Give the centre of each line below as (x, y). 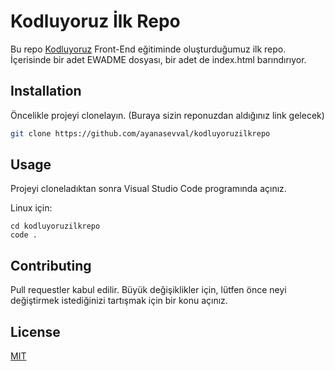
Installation (46, 91)
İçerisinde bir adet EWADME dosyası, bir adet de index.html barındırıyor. (158, 59)
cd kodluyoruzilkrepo (55, 226)
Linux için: (31, 208)
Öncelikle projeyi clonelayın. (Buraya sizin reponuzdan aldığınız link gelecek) (167, 115)
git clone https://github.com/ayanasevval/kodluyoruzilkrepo (140, 133)
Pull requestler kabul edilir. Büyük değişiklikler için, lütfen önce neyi (148, 290)
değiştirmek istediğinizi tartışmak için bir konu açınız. (119, 301)
